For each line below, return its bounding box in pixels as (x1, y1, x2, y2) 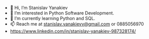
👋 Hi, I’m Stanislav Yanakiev (10, 5, 68, 10)
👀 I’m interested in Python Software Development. (10, 10, 115, 16)
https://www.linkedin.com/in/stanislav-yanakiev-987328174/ (10, 28, 136, 34)
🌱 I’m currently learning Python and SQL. (10, 15, 95, 21)
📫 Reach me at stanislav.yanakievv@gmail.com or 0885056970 (10, 21, 144, 27)
